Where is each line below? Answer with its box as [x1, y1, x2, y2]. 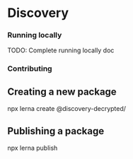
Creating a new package [7, 86, 117, 98]
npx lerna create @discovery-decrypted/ [7, 105, 126, 113]
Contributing [7, 64, 52, 73]
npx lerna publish [7, 143, 58, 153]
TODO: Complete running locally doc [7, 46, 115, 54]
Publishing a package [7, 125, 105, 137]
